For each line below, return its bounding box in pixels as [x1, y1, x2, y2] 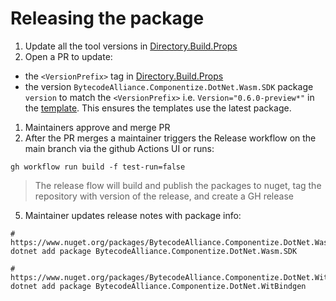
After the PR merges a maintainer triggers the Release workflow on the [24, 132, 317, 144]
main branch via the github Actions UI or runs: [24, 142, 215, 154]
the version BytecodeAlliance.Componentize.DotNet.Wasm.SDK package [24, 80, 314, 92]
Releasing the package [10, 7, 205, 30]
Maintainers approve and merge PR [24, 121, 171, 133]
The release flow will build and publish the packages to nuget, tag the [34, 179, 322, 191]
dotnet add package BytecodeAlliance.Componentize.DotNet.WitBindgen [10, 281, 307, 291]
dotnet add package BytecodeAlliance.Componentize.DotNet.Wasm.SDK [10, 246, 298, 256]
